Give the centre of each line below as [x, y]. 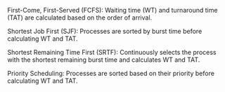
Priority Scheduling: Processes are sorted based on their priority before [111, 73]
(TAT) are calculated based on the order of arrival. [80, 18]
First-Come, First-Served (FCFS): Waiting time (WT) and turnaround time [112, 10]
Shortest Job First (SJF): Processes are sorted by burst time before [105, 31]
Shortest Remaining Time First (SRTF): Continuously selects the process [112, 52]
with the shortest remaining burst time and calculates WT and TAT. [104, 60]
